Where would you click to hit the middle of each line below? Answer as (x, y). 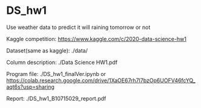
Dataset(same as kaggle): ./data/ (47, 50)
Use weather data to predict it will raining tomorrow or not (78, 27)
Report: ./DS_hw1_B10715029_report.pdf (56, 98)
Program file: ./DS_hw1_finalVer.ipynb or (56, 74)
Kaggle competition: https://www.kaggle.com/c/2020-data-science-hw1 (96, 39)
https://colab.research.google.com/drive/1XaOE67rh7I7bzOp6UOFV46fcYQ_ (101, 80)
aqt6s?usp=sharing (30, 87)
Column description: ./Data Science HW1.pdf (62, 62)
